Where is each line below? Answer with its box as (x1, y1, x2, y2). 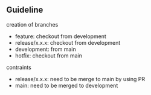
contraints (6, 64, 31, 71)
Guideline (6, 5, 43, 15)
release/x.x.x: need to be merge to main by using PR (14, 75, 146, 82)
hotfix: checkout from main (14, 51, 83, 59)
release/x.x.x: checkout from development (14, 39, 121, 46)
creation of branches (6, 21, 59, 28)
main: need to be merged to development (14, 82, 118, 89)
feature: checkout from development (14, 33, 107, 40)
